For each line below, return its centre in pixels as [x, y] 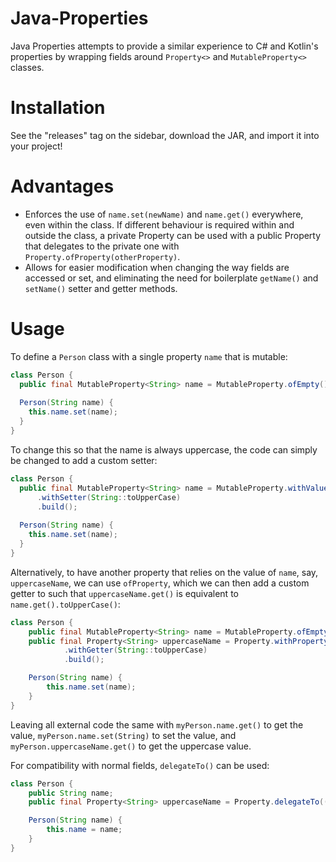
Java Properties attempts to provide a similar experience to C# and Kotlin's [164, 46]
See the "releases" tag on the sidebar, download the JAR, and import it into [165, 135]
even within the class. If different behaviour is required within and [159, 224]
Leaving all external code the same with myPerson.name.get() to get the [157, 724]
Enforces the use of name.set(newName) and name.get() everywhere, [164, 214]
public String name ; [71, 793]
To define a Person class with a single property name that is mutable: [149, 356]
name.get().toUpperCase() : [65, 604]
